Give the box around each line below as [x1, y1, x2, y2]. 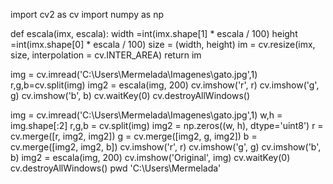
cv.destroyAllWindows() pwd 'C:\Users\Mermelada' [10, 162, 222, 174]
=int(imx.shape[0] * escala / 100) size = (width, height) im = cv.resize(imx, [10, 39, 316, 50]
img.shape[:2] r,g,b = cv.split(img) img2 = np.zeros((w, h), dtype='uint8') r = [10, 120, 324, 131]
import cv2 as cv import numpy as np [10, 9, 164, 20]
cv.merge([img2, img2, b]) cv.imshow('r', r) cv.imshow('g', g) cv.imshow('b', [10, 141, 322, 153]
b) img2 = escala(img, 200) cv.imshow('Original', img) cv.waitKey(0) [10, 152, 291, 163]
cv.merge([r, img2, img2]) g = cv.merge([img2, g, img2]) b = [10, 130, 258, 142]
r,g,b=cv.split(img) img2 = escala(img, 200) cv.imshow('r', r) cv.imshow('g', [10, 79, 320, 91]
